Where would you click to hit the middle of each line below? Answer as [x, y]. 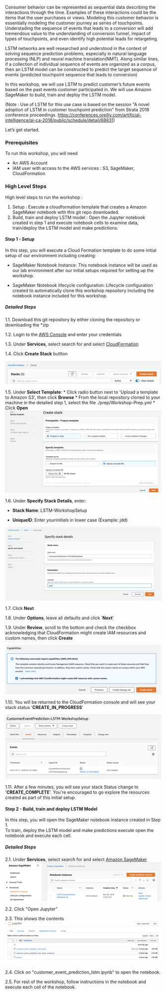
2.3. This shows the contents [35, 918]
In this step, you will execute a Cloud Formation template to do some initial [81, 250]
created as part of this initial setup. [41, 797]
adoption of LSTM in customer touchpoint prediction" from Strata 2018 [77, 110]
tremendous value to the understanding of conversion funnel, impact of [78, 33]
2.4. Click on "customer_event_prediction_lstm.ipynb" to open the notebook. [83, 972]
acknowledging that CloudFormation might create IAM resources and [76, 633]
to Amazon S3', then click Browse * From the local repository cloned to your [83, 397]
